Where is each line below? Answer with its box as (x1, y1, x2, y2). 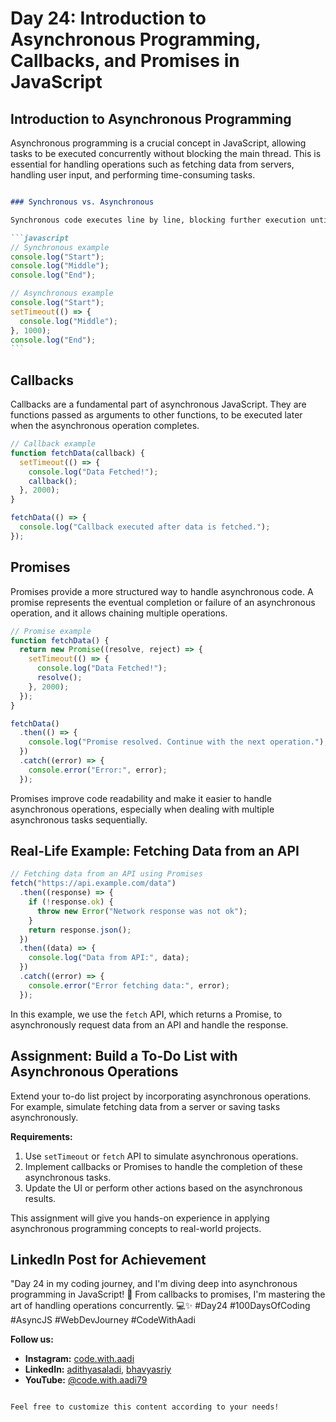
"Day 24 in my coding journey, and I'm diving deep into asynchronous (10, 1278, 298, 1290)
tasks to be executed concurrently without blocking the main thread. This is (10, 148, 322, 159)
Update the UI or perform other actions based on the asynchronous (24, 1182, 303, 1194)
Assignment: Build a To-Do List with (10, 1048, 238, 1065)
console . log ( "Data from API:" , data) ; (28, 953, 190, 963)
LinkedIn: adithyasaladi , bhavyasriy (24, 1363, 172, 1376)
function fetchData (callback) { (10, 448, 145, 458)
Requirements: (10, 1130, 73, 1142)
